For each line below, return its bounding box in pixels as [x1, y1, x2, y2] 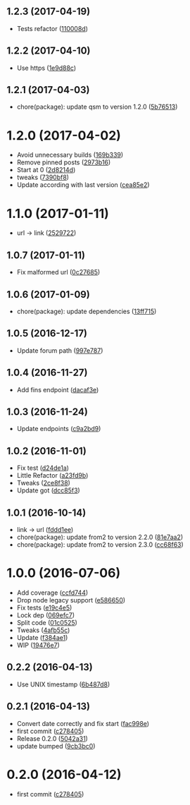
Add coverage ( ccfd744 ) [16, 588, 89, 597]
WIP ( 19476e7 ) [16, 641, 61, 649]
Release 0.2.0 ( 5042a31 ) [16, 734, 89, 743]
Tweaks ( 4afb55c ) [16, 626, 70, 634]
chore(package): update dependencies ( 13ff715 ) [16, 307, 157, 315]
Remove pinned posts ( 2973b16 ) [16, 158, 111, 167]
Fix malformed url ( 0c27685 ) [16, 268, 101, 277]
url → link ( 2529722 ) [16, 229, 77, 237]
